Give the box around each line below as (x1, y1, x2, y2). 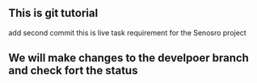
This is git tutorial (8, 6, 99, 20)
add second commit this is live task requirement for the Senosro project (8, 27, 246, 37)
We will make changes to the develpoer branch (8, 52, 249, 65)
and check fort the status (8, 64, 138, 77)
